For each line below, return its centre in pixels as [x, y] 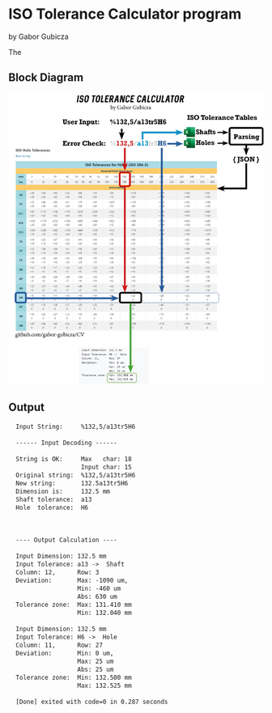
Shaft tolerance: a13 [54, 500]
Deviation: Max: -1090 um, [72, 581]
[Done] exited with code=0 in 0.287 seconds [92, 702]
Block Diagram [46, 78]
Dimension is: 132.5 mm [63, 492]
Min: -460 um [99, 589]
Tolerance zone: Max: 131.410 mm [74, 605]
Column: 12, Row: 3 [57, 573]
